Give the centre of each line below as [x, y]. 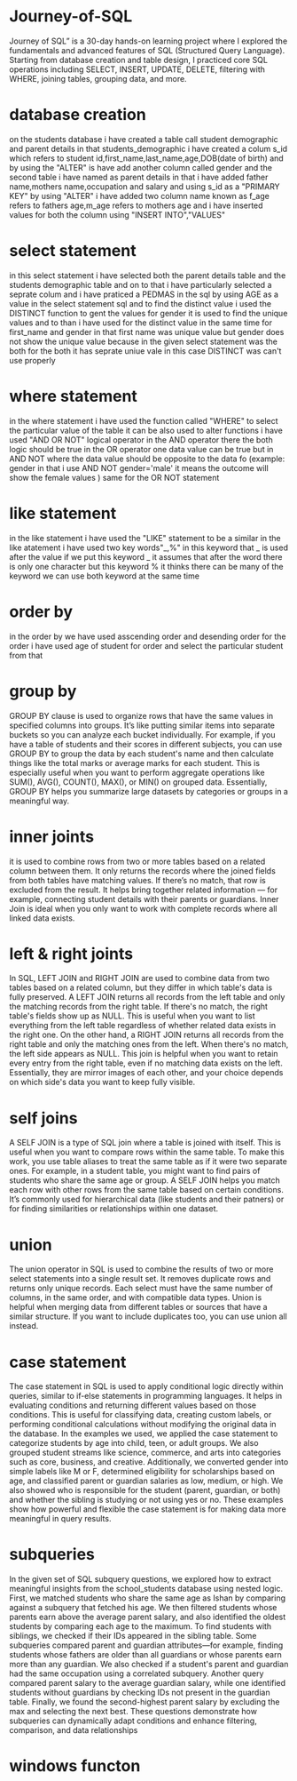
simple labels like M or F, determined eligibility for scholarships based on [142, 1472]
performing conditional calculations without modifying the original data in [143, 1425]
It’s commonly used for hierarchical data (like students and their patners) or [147, 1199]
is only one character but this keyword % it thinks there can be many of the [146, 566]
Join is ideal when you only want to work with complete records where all [143, 908]
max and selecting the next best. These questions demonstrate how [133, 1712]
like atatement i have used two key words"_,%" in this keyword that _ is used [148, 547]
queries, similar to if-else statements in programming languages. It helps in [145, 1396]
